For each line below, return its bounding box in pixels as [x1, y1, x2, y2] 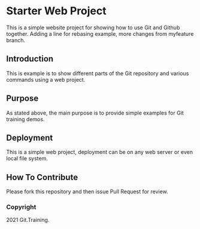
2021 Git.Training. [6, 216, 50, 224]
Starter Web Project [6, 4, 107, 18]
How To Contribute [6, 172, 78, 182]
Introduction [6, 54, 54, 64]
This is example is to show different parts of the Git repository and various [6, 70, 189, 77]
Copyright [6, 203, 37, 211]
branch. [6, 36, 26, 44]
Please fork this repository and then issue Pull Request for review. [6, 188, 169, 195]
